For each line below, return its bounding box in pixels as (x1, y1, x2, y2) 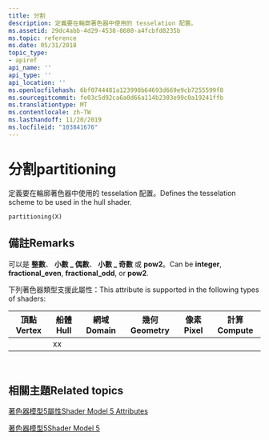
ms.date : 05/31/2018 (8, 42, 78, 50)
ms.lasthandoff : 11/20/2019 (8, 116, 102, 124)
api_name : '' (8, 64, 52, 72)
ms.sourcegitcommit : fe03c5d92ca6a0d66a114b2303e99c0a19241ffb (8, 94, 224, 102)
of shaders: (8, 294, 46, 303)
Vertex (15, 325, 42, 336)
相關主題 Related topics (8, 383, 124, 397)
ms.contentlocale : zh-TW (8, 109, 91, 117)
